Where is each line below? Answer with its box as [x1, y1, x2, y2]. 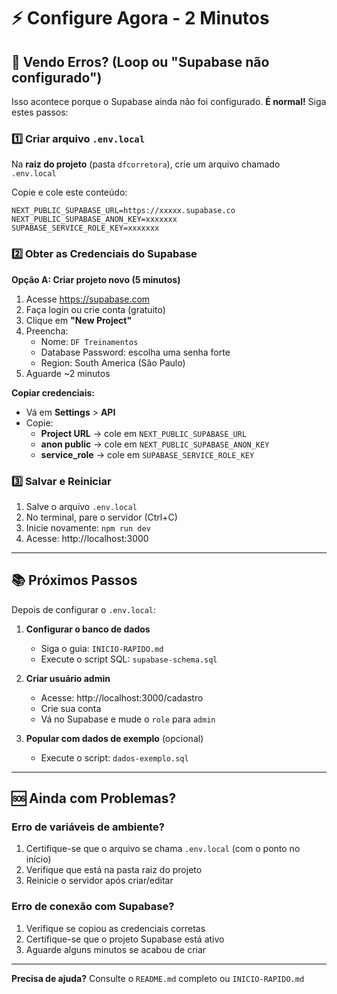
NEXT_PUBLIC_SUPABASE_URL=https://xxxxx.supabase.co [11, 206, 236, 216]
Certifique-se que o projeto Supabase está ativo [25, 933, 225, 945]
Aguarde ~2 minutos [25, 367, 111, 379]
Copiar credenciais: [11, 386, 95, 399]
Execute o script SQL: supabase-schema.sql [40, 653, 218, 665]
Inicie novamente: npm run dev [25, 521, 151, 534]
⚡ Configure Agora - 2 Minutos [11, 7, 270, 30]
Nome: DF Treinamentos [40, 335, 139, 347]
